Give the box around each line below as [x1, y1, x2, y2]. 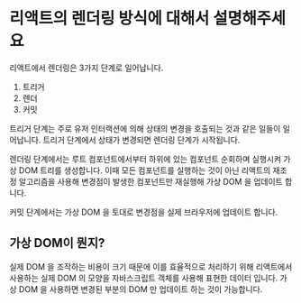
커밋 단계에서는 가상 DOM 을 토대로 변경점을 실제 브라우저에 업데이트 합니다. [9, 207, 278, 217]
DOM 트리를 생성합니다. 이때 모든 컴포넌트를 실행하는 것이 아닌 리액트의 [18, 164, 271, 176]
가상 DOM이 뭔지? [9, 235, 105, 251]
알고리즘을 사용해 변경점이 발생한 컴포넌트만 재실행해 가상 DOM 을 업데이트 [18, 176, 283, 187]
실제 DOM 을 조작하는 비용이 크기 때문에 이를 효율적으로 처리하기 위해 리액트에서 [9, 261, 293, 271]
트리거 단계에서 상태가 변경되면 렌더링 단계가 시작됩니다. [42, 134, 241, 145]
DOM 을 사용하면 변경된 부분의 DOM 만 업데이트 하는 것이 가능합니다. [18, 283, 263, 294]
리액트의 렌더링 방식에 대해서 [9, 8, 210, 29]
